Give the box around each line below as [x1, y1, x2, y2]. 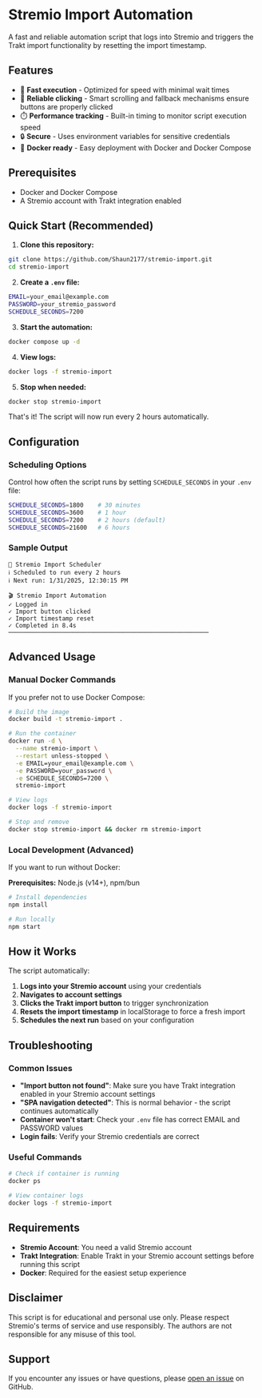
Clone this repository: [19, 240, 94, 249]
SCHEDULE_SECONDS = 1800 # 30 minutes [8, 501, 141, 509]
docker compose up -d [8, 337, 81, 345]
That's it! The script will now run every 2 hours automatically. [8, 412, 209, 421]
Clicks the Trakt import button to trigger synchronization [19, 998, 209, 1008]
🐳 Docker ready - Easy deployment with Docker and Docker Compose [19, 142, 252, 153]
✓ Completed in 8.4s [8, 621, 77, 629]
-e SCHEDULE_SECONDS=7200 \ [15, 774, 109, 783]
